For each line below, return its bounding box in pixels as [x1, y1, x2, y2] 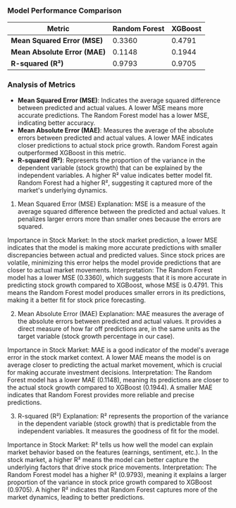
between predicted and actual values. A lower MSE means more [17, 103, 204, 111]
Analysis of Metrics [7, 80, 76, 90]
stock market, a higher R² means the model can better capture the [7, 455, 199, 464]
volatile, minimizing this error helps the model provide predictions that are [7, 258, 221, 267]
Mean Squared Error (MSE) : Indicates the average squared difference [17, 96, 221, 104]
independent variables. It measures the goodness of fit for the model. [17, 426, 220, 435]
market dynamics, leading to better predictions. [7, 492, 145, 501]
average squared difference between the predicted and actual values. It [17, 207, 225, 215]
